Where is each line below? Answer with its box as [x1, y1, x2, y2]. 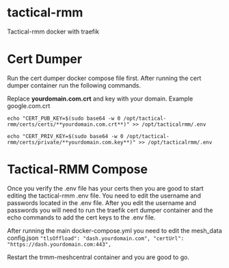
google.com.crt [7, 101, 51, 110]
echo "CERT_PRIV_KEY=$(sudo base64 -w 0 [7, 133, 124, 139]
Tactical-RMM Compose [7, 162, 148, 177]
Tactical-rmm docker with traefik [7, 27, 100, 36]
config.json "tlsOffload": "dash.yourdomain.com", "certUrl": [7, 234, 185, 242]
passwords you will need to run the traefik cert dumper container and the [7, 206, 213, 214]
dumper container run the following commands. [7, 81, 142, 90]
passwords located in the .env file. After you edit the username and [7, 198, 197, 206]
